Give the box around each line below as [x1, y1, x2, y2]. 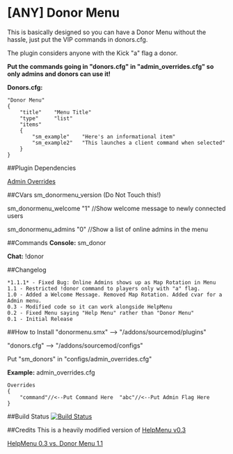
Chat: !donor [7, 252, 44, 260]
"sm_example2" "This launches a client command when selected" [32, 139, 226, 146]
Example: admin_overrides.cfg [7, 368, 95, 377]
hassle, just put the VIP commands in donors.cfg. [7, 35, 148, 43]
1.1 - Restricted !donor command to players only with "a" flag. [7, 285, 200, 292]
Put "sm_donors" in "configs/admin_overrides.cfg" [7, 354, 152, 363]
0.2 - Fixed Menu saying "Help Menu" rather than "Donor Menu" [7, 309, 195, 316]
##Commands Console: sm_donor [7, 238, 106, 246]
